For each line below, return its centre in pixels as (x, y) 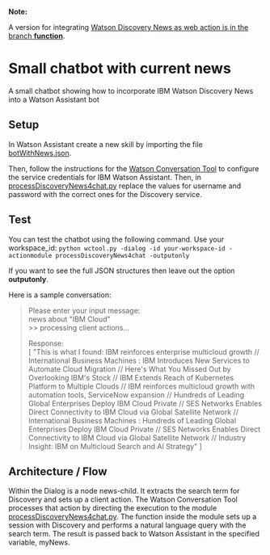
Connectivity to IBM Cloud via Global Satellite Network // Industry (137, 437)
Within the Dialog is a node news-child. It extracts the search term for (124, 491)
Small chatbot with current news (120, 69)
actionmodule (30, 255)
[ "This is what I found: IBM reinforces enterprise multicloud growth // (144, 351)
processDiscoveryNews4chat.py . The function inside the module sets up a (133, 517)
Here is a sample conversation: (60, 295)
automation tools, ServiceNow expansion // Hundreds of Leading (136, 394)
